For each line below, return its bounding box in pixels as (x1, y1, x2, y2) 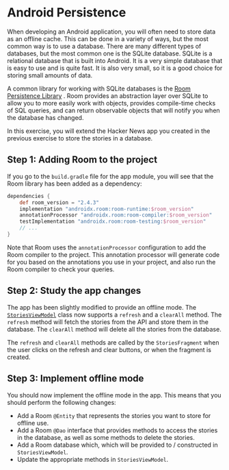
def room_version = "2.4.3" (19, 199, 99, 206)
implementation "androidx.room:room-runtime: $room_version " (19, 206, 194, 212)
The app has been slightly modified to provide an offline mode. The (7, 303, 197, 311)
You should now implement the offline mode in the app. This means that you (7, 391, 221, 399)
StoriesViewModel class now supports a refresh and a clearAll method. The (7, 310, 222, 319)
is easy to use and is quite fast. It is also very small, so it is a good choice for (7, 64, 223, 72)
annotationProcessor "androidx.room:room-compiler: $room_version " (19, 212, 213, 219)
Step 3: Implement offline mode (7, 373, 144, 384)
